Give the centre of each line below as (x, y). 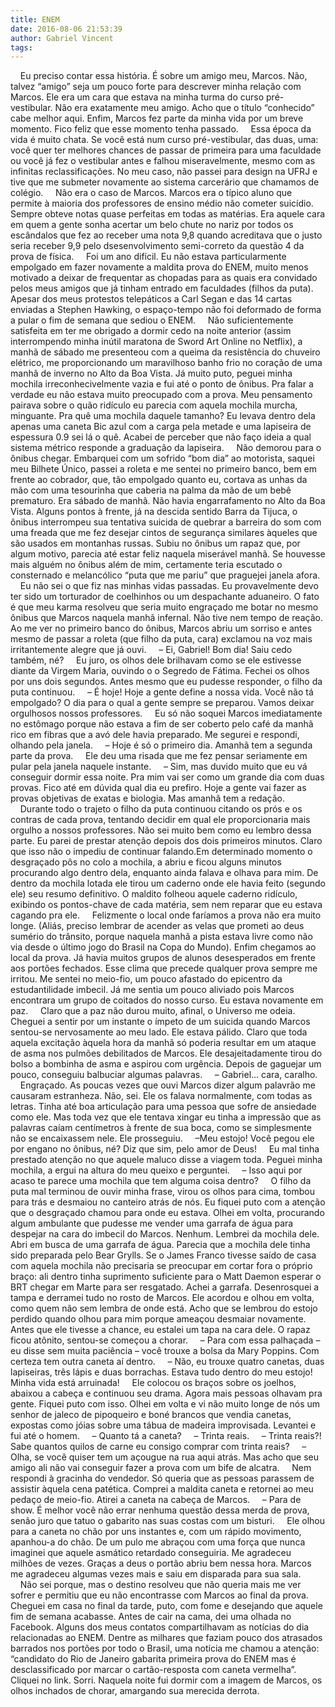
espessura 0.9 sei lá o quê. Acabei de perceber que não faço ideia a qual (161, 437)
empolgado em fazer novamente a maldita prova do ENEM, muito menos (159, 267)
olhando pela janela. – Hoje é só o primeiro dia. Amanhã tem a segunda (161, 745)
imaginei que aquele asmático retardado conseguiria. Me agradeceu (151, 1553)
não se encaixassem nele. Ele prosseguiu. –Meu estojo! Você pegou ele (162, 1138)
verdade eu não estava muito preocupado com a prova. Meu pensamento (161, 395)
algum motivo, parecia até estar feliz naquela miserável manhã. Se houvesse (168, 554)
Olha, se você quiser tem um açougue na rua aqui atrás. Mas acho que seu (165, 1457)
